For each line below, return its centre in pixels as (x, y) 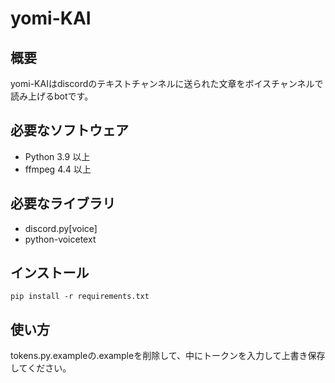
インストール (50, 273)
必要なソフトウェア (69, 130)
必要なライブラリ (63, 203)
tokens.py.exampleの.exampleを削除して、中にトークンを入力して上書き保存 (168, 356)
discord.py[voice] (61, 228)
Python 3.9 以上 (57, 156)
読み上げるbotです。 (52, 96)
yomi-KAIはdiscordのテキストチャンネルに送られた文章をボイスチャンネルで (167, 83)
